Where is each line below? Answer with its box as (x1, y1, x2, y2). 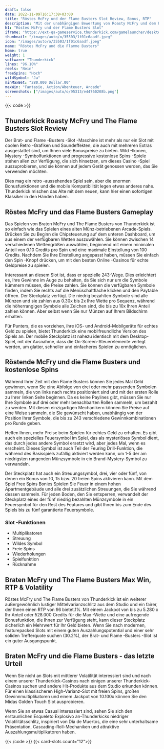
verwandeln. (5, 461, 30, 467)
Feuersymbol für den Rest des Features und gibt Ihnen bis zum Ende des (5, 501, 151, 507)
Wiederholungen (12, 551, 46, 557)
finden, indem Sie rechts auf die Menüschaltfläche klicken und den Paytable (5, 287, 158, 293)
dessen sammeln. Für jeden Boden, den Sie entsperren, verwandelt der (5, 491, 148, 497)
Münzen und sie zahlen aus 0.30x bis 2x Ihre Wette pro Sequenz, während (5, 298, 155, 304)
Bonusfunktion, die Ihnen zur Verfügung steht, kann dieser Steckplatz (5, 617, 145, 623)
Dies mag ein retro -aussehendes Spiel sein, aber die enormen (5, 178, 131, 184)
